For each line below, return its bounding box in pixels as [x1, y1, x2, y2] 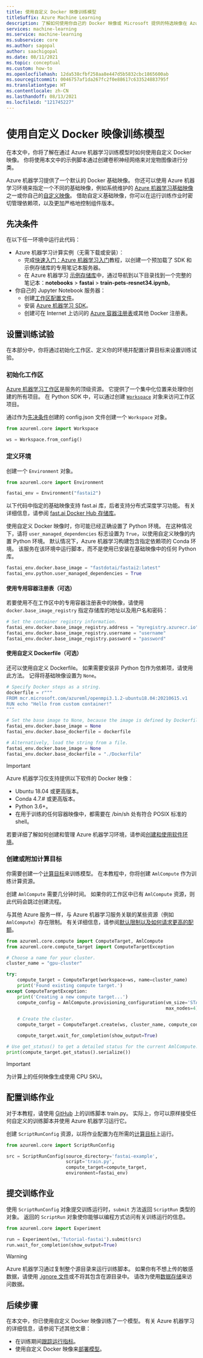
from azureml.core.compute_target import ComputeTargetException [6, 943, 174, 950]
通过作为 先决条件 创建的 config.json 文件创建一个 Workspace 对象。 [6, 413, 170, 421]
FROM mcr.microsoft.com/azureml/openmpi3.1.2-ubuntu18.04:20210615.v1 [6, 695, 188, 701]
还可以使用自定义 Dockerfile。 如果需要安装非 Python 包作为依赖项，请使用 [6, 664, 193, 671]
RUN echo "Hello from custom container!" [6, 701, 112, 707]
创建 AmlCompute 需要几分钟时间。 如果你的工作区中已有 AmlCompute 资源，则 [6, 890, 195, 897]
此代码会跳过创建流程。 [6, 898, 65, 905]
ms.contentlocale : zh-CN [6, 88, 69, 94]
